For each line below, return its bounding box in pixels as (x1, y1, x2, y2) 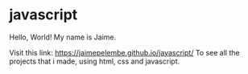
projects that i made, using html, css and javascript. (9, 56, 180, 66)
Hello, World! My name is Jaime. (9, 32, 117, 42)
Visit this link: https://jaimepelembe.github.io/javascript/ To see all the (9, 47, 240, 57)
